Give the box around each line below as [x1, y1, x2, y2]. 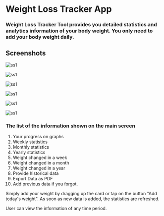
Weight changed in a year [12, 165, 65, 171]
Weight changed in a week [12, 155, 67, 161]
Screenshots [5, 49, 46, 57]
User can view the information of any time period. [5, 206, 107, 212]
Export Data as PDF [12, 176, 53, 182]
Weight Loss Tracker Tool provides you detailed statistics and [5, 21, 158, 28]
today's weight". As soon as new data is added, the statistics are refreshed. [5, 196, 160, 202]
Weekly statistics [12, 139, 48, 145]
